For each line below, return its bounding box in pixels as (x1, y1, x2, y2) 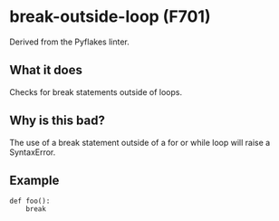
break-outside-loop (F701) (9, 6, 211, 27)
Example (9, 172, 60, 187)
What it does (9, 62, 83, 78)
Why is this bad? (9, 113, 106, 129)
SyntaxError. (9, 147, 56, 158)
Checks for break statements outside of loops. (9, 86, 183, 97)
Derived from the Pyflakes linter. (9, 36, 130, 47)
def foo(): (9, 197, 51, 206)
